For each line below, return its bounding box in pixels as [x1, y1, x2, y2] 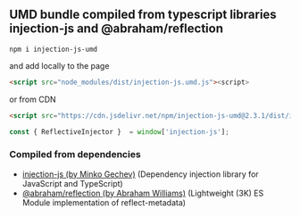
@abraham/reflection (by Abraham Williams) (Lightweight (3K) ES [21, 188, 264, 198]
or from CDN [9, 94, 56, 104]
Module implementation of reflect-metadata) [21, 196, 186, 208]
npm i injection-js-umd [9, 45, 98, 54]
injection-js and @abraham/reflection [9, 21, 223, 37]
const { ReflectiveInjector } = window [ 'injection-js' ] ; [9, 127, 229, 137]
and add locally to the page [9, 60, 110, 71]
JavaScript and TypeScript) [21, 178, 123, 188]
